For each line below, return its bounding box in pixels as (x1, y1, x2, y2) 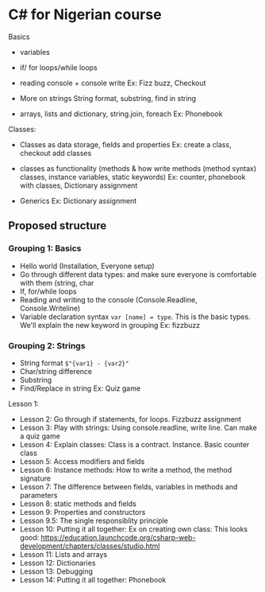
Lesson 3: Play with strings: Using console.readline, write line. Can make (19, 423, 258, 432)
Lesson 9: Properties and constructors (19, 507, 146, 516)
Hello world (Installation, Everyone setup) (19, 261, 155, 271)
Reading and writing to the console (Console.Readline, (19, 294, 198, 304)
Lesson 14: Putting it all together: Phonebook (19, 574, 167, 584)
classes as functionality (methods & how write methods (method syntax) (19, 163, 257, 173)
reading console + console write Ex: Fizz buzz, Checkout (19, 78, 206, 88)
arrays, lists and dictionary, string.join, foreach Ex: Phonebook (19, 109, 223, 119)
